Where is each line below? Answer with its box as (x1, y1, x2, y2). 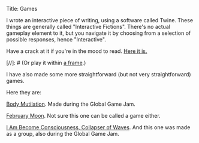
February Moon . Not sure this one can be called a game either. (6, 112, 161, 119)
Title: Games (6, 5, 38, 12)
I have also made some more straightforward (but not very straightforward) (6, 71, 191, 78)
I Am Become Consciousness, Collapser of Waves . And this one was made (6, 124, 191, 131)
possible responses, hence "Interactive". (6, 36, 106, 43)
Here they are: (6, 89, 42, 96)
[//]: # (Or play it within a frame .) (6, 59, 86, 66)
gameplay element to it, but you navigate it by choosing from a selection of (6, 29, 191, 37)
